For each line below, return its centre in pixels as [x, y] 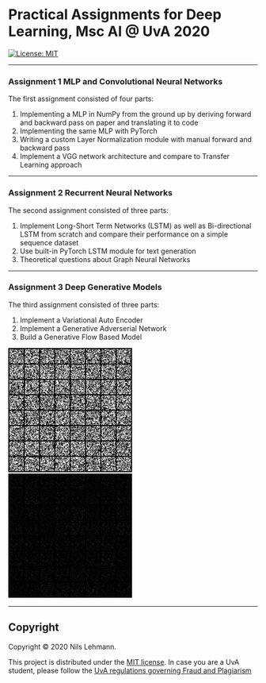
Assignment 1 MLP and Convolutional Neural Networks [116, 81]
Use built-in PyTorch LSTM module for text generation [108, 251]
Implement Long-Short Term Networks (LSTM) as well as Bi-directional [135, 226]
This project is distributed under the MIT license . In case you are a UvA [124, 662]
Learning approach [51, 165]
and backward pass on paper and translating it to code [109, 123]
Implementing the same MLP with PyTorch [89, 131]
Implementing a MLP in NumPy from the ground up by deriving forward [135, 114]
